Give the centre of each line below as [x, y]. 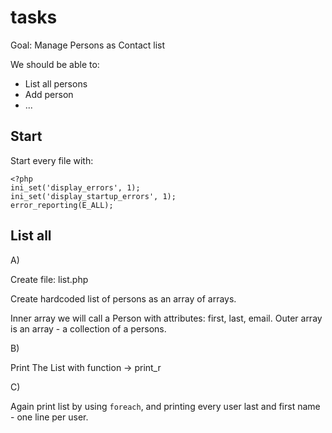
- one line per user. [49, 417]
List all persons [56, 83]
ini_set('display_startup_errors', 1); [93, 196]
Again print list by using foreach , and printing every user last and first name [165, 406]
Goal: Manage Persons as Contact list [88, 45]
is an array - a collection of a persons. [88, 328]
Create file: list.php [49, 279]
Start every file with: [52, 160]
